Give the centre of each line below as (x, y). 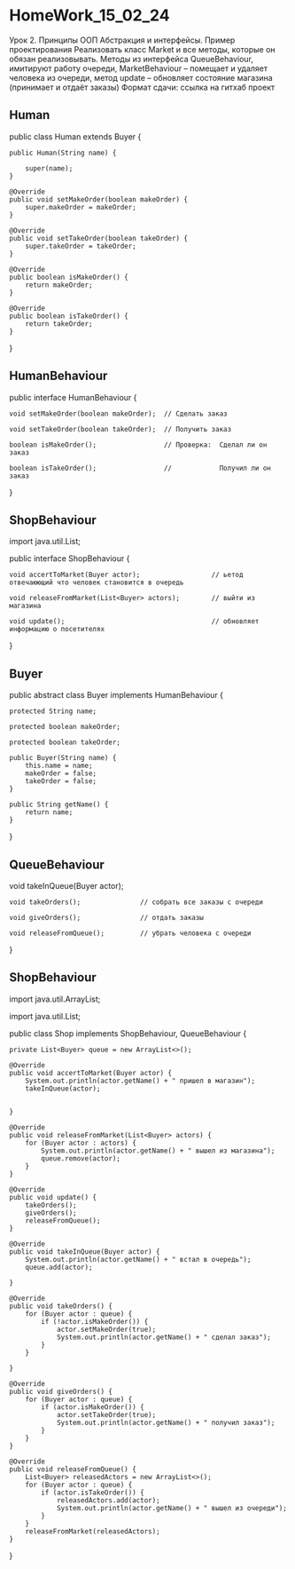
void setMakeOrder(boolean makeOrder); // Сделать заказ (118, 414)
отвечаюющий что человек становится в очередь (97, 582)
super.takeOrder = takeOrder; (81, 246)
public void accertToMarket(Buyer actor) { (91, 1073)
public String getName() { (59, 804)
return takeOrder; (59, 324)
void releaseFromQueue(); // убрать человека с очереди (130, 933)
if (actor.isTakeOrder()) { (93, 1493)
